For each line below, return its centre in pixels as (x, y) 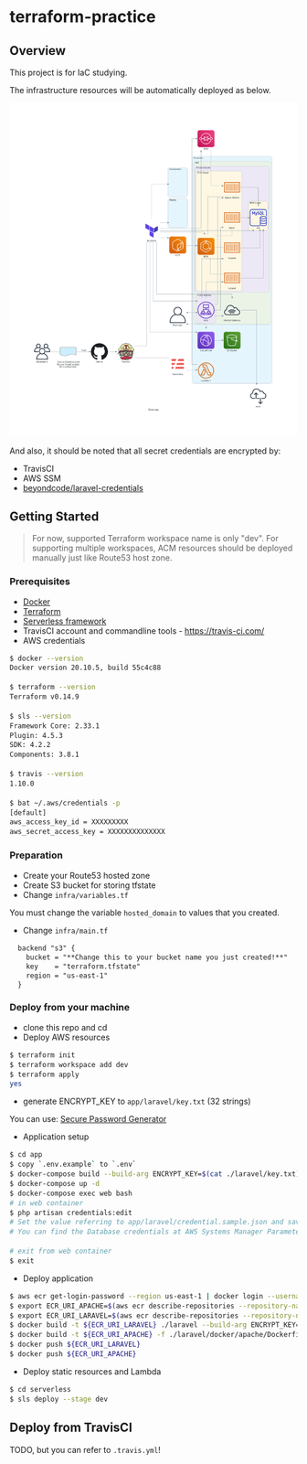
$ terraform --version (53, 688)
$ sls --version (40, 716)
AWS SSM (42, 478)
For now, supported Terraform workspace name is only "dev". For (155, 539)
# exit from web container (61, 1251)
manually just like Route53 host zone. (102, 558)
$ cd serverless (40, 1389)
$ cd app (26, 1155)
